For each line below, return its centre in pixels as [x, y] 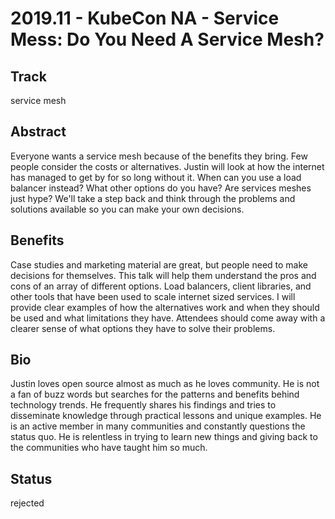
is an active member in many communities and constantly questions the [158, 426]
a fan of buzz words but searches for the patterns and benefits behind [155, 394]
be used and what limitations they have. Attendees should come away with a [168, 318]
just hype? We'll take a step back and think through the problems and [153, 198]
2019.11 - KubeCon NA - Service [145, 18]
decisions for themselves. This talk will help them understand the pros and [163, 275]
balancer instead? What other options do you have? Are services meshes [161, 188]
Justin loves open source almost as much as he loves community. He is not [165, 384]
